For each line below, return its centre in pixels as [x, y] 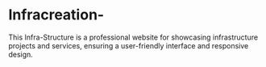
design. [21, 54]
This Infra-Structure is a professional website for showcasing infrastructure [133, 37]
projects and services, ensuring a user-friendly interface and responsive [129, 45]
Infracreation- [56, 15]
